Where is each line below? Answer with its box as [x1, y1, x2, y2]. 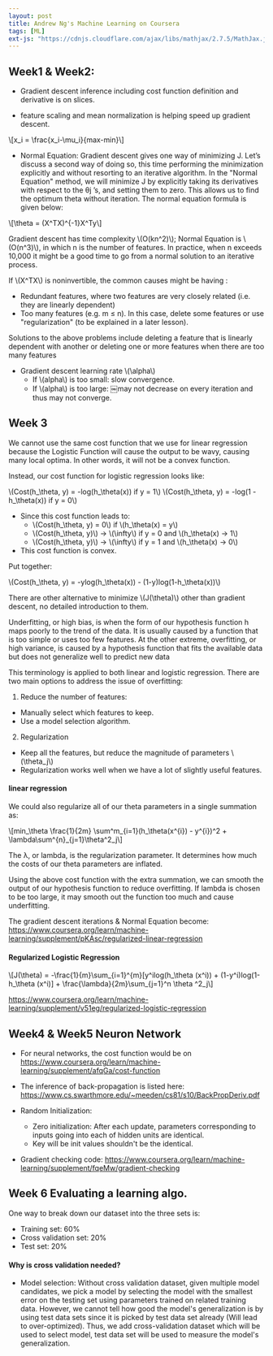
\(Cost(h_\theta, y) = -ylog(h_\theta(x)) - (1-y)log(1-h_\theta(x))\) [8, 577, 221, 587]
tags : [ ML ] [8, 27, 45, 35]
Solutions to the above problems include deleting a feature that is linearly [8, 333, 253, 343]
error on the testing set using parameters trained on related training [19, 1295, 246, 1305]
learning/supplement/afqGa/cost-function [19, 1066, 161, 1076]
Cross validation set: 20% [19, 1233, 107, 1242]
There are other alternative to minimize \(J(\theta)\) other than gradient [8, 592, 245, 602]
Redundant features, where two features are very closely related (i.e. [19, 292, 251, 301]
